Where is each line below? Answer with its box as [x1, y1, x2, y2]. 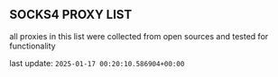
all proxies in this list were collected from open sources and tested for [9, 30, 269, 41]
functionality [9, 40, 56, 51]
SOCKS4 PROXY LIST [9, 7, 133, 22]
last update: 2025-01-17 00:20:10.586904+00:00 [9, 57, 185, 68]
